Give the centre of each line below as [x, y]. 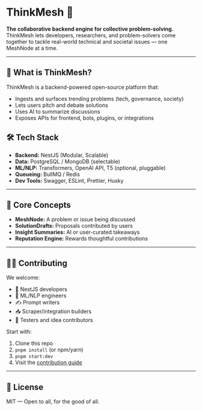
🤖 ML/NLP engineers [41, 296]
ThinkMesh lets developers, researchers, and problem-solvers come [91, 35]
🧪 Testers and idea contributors [54, 320]
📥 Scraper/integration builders [53, 311]
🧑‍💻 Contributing [37, 263]
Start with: [19, 332]
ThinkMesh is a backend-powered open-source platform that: [83, 87]
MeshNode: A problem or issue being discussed [75, 219]
